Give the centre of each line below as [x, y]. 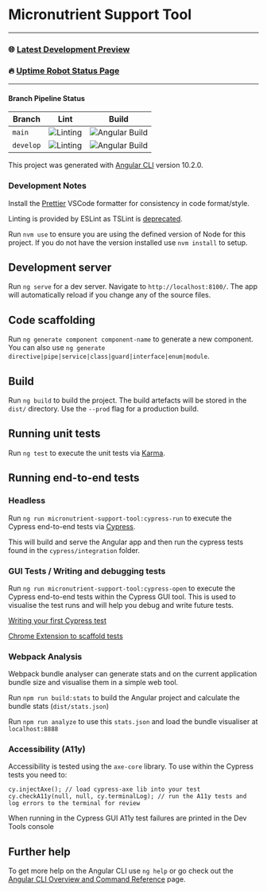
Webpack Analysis [45, 656]
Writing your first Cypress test [58, 620]
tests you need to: [38, 775]
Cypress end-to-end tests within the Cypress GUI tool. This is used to [122, 596]
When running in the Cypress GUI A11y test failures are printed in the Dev [128, 818]
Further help [40, 852]
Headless [27, 501]
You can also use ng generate [57, 348]
